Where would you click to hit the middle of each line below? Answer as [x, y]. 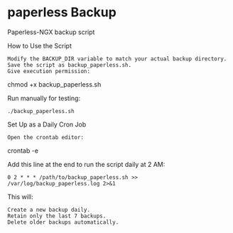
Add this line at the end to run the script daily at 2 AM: [86, 164]
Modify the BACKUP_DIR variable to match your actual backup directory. [117, 59]
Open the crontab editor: [45, 137]
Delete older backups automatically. [63, 222]
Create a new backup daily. [49, 210]
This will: [20, 197]
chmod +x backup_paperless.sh [54, 84]
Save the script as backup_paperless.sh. [70, 65]
